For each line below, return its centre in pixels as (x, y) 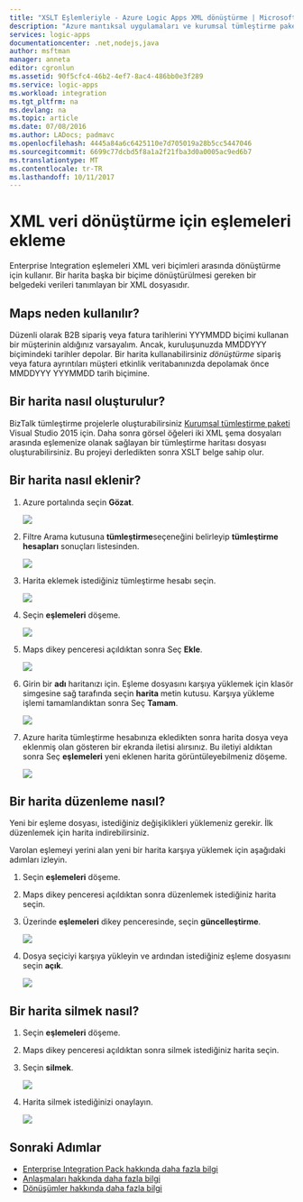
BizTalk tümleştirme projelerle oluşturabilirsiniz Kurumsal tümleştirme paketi (150, 423)
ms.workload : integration (58, 93)
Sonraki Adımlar (55, 1147)
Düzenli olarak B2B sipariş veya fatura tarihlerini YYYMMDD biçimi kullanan (149, 335)
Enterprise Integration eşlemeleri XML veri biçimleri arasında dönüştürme (145, 266)
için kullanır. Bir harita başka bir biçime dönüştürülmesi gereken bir (133, 275)
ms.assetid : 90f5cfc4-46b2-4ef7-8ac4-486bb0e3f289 (106, 77)
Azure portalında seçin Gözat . (78, 502)
